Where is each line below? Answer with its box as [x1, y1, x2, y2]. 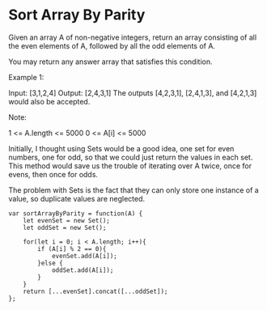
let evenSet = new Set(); [23, 216, 111, 224]
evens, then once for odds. [8, 169, 99, 179]
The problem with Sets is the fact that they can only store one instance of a [8, 185, 259, 195]
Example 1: [8, 72, 44, 82]
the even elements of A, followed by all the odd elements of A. [8, 40, 216, 50]
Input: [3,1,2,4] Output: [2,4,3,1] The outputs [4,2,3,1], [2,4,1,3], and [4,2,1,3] [8, 87, 257, 98]
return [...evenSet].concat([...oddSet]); [23, 287, 168, 295]
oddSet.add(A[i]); [51, 265, 114, 274]
